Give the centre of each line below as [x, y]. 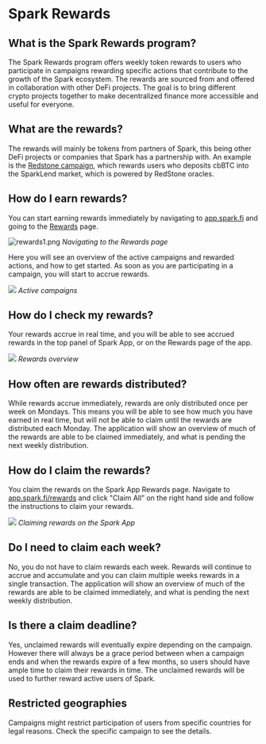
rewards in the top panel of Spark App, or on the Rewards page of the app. [130, 343]
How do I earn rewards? [68, 199]
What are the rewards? [66, 129]
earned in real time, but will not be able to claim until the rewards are [120, 420]
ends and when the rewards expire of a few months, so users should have [129, 661]
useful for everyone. [41, 104]
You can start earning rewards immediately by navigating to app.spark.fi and [133, 218]
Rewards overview [48, 359]
